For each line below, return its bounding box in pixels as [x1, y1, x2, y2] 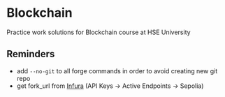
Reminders [6, 48, 55, 60]
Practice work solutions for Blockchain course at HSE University [6, 28, 191, 36]
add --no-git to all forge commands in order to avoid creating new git [16, 66, 218, 75]
